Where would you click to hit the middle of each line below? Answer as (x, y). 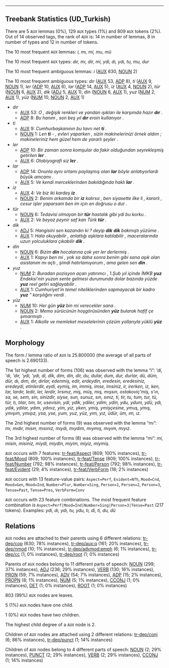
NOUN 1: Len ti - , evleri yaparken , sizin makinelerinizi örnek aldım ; (91, 134)
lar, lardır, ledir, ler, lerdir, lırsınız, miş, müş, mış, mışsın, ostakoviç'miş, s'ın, (82, 391)
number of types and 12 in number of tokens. (52, 42)
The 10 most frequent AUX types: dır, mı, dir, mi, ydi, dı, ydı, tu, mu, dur (77, 62)
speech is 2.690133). (27, 360)
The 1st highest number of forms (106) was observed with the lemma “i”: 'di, (84, 370)
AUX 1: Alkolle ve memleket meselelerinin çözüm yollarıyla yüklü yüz (91, 322)
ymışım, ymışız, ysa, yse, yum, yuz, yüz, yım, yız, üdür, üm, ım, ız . (73, 413)
